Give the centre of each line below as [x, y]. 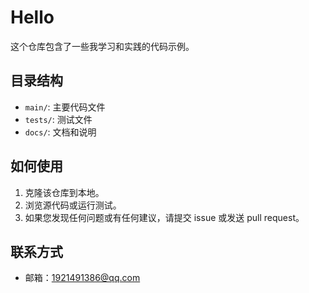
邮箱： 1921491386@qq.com [82, 278]
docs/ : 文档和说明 [60, 132]
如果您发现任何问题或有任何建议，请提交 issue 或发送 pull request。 [164, 217]
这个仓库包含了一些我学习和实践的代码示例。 [102, 46]
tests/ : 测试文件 [58, 119]
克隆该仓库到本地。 [64, 192]
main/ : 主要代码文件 [65, 107]
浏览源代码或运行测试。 [73, 205]
